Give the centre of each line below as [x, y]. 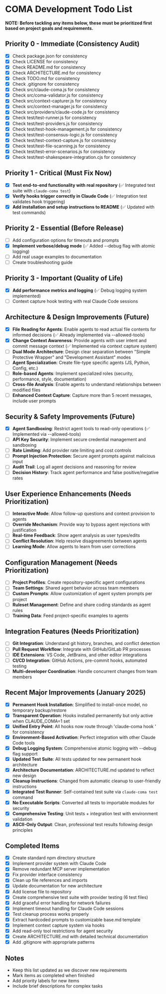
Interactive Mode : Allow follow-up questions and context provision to [83, 513]
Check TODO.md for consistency [46, 78]
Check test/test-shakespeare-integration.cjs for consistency [74, 157]
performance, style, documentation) [49, 379]
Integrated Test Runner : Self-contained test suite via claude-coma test [85, 792]
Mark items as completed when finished [53, 975]
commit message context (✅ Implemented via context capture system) [85, 346]
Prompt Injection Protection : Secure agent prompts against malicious [84, 456]
